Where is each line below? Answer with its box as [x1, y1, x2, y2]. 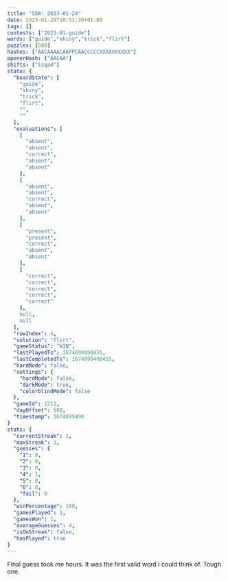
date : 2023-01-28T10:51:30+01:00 [7, 17, 103, 23]
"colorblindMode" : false [19, 388, 91, 394]
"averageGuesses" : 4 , [13, 522, 76, 529]
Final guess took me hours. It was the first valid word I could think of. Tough [7, 560, 222, 569]
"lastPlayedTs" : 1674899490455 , [13, 349, 106, 357]
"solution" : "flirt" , [13, 337, 76, 344]
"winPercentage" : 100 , [13, 503, 78, 510]
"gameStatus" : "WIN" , [13, 343, 76, 350]
